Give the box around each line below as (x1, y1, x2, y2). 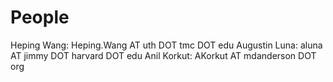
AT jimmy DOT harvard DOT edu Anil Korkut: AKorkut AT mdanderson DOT (10, 49, 317, 61)
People (10, 6, 70, 29)
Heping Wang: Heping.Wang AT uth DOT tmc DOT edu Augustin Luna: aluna (10, 39, 323, 51)
